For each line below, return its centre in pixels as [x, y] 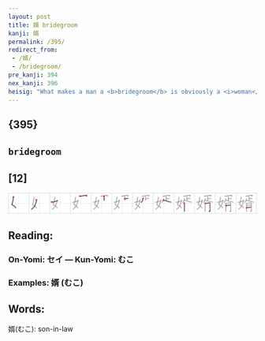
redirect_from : [33, 50]
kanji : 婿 [24, 33]
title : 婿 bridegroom [43, 25]
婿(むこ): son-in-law [41, 328]
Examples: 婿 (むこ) [46, 283]
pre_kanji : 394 [33, 75]
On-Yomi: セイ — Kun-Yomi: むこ [71, 260]
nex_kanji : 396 [33, 83]
